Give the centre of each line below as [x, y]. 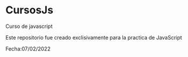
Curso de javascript [29, 26]
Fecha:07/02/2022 [28, 49]
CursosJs [30, 10]
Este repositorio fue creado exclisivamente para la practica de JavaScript [94, 37]
